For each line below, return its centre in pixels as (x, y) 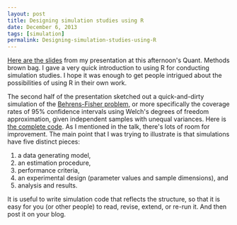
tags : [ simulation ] (36, 34)
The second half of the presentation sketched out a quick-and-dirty (106, 97)
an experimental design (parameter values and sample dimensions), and (123, 178)
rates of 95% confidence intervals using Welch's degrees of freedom (108, 112)
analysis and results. (47, 185)
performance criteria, (48, 171)
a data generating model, (54, 156)
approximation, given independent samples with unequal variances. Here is (117, 119)
